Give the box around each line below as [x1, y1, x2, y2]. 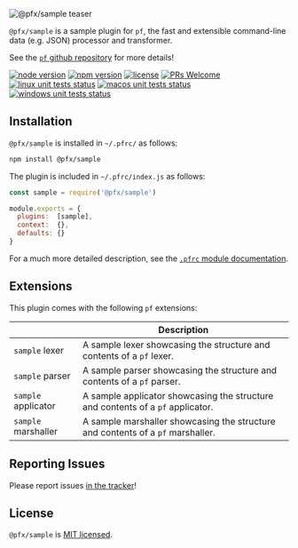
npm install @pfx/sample [9, 155, 101, 163]
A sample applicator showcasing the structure [82, 389, 274, 401]
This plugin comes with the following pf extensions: [9, 302, 198, 313]
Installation [9, 114, 73, 129]
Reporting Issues [9, 457, 106, 472]
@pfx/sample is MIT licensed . [9, 529, 114, 540]
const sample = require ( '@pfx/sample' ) [9, 187, 157, 197]
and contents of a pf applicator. [82, 401, 214, 413]
